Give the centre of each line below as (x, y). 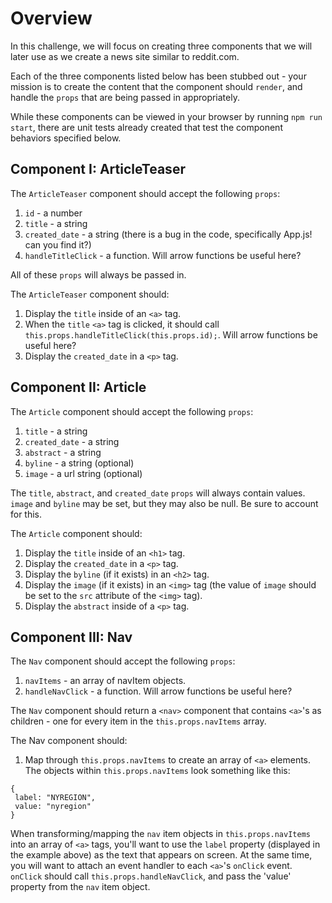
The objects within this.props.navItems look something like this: (157, 771)
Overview (51, 18)
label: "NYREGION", (55, 798)
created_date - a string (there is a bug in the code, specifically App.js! (168, 234)
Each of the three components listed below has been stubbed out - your (158, 76)
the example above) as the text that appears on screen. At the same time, (161, 855)
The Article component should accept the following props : (132, 411)
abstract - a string (63, 452)
